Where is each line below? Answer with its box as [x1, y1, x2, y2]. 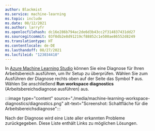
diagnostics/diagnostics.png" [5, 100, 64, 107]
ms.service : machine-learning [5, 12, 66, 16]
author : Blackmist [5, 7, 42, 12]
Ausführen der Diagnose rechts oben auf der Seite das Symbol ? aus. [5, 76, 143, 82]
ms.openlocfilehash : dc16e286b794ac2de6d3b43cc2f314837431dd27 [5, 30, 136, 34]
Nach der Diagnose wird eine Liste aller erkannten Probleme [5, 115, 125, 121]
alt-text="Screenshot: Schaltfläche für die [64, 100, 148, 107]
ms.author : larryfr [5, 25, 45, 30]
